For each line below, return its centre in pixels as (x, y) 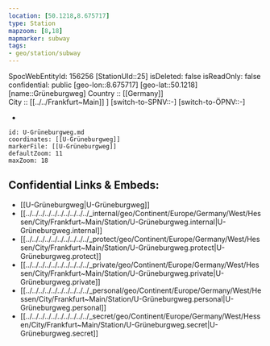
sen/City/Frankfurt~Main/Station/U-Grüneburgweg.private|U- (122, 273)
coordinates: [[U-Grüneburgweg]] (64, 140)
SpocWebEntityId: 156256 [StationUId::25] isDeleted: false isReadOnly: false (135, 76)
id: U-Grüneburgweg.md (46, 132)
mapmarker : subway (39, 38)
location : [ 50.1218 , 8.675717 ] (59, 16)
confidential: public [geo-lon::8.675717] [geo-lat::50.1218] (103, 85)
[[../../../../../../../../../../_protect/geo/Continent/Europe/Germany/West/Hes (140, 239)
